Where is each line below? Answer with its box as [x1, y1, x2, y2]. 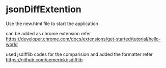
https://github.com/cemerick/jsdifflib [6, 56, 83, 62]
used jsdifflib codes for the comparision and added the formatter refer [6, 51, 153, 57]
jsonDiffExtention [6, 4, 81, 15]
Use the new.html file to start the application [6, 20, 99, 27]
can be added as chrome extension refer [6, 30, 91, 36]
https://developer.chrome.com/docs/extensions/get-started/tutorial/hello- [6, 36, 161, 42]
